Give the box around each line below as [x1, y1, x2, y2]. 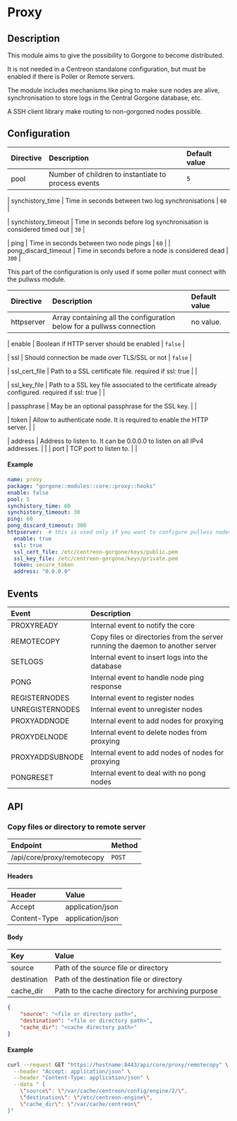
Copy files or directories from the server [90, 632, 224, 642]
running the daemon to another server [90, 640, 217, 650]
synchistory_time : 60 [7, 503, 71, 510]
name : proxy [7, 476, 42, 483]
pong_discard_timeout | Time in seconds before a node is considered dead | [7, 246, 229, 254]
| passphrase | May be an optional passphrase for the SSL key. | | [7, 401, 197, 410]
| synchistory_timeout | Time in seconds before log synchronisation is [7, 217, 209, 226]
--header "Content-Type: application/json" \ [13, 1074, 150, 1081]
